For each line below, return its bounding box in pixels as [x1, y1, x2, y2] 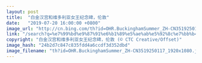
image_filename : [6, 48, 47, 54]
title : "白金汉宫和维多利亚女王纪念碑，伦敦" [6, 14, 109, 20]
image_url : [6, 25, 34, 32]
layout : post [6, 8, 39, 15]
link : [6, 31, 20, 37]
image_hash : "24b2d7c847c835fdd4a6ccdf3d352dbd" [6, 43, 130, 49]
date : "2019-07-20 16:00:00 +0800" [6, 20, 101, 26]
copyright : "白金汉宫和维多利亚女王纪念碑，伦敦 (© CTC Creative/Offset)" [6, 37, 182, 43]
